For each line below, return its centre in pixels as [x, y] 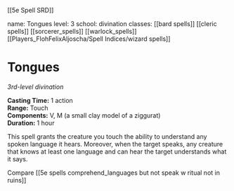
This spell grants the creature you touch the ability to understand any [107, 136]
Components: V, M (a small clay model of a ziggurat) [84, 115]
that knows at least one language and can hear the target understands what [117, 152]
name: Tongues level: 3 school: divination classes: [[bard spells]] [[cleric [112, 24]
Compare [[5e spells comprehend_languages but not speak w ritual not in [113, 173]
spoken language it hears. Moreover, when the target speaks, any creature [115, 144]
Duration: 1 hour [31, 123]
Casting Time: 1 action [40, 100]
